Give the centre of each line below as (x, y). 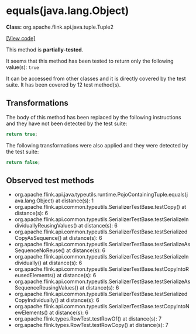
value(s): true (23, 67)
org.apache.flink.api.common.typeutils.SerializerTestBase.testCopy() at (100, 207)
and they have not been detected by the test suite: (67, 123)
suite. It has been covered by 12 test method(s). (63, 85)
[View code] (21, 38)
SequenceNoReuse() (40, 250)
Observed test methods (50, 180)
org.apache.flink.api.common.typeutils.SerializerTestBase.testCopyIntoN (102, 307)
